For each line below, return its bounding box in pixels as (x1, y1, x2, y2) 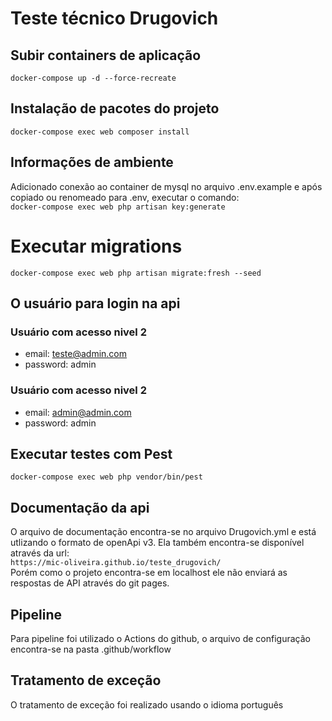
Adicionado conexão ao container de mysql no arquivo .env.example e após (10, 180, 323, 192)
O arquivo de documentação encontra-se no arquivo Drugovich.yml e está (10, 526, 317, 538)
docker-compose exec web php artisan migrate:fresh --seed (10, 268, 262, 278)
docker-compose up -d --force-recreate (10, 73, 177, 83)
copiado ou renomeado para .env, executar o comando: (10, 191, 240, 203)
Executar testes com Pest (10, 445, 173, 462)
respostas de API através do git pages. (10, 577, 170, 589)
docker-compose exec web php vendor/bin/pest (10, 472, 203, 482)
